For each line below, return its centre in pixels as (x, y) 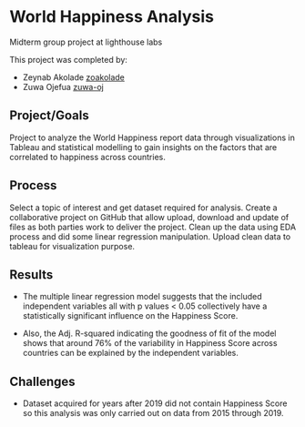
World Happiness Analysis (112, 17)
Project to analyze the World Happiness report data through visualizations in (152, 137)
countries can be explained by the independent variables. (130, 353)
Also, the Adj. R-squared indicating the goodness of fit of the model (149, 333)
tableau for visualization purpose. (72, 246)
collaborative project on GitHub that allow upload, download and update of (149, 217)
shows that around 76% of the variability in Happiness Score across (150, 343)
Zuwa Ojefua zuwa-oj (63, 86)
